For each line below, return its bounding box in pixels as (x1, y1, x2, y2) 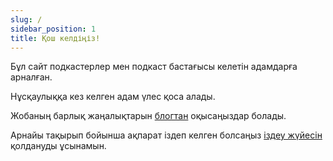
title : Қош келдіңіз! (10, 33, 101, 43)
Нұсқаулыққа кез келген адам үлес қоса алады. (10, 91, 216, 103)
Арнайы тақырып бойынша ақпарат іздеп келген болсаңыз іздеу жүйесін (10, 129, 323, 141)
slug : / (10, 14, 43, 25)
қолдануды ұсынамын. (10, 140, 107, 152)
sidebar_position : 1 (10, 24, 97, 34)
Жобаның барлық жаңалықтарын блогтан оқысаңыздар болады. (10, 110, 287, 122)
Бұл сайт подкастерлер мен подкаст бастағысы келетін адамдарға (10, 61, 298, 73)
